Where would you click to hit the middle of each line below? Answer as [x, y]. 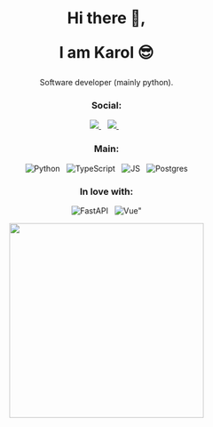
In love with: [106, 191]
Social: [106, 106]
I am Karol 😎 [106, 53]
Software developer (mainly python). [106, 83]
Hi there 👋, [106, 18]
